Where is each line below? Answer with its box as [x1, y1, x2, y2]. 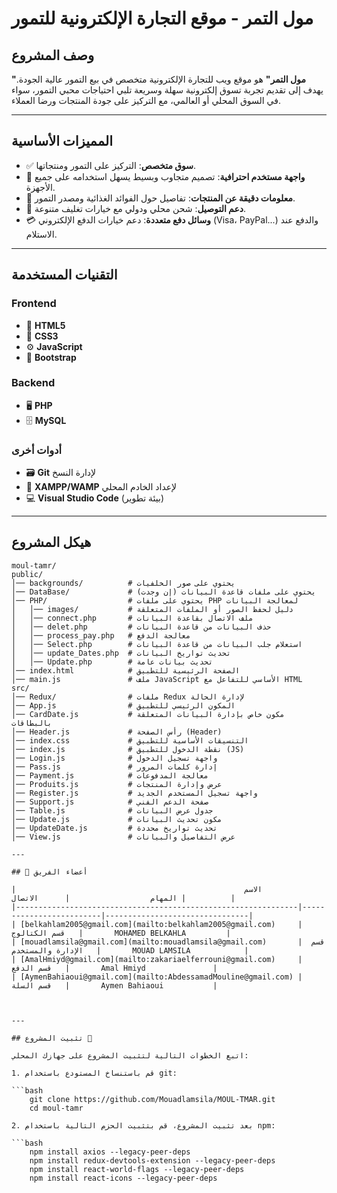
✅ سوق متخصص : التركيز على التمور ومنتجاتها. [25, 159, 197, 171]
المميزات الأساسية [11, 133, 114, 150]
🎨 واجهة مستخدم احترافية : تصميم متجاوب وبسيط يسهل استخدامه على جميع [25, 170, 306, 182]
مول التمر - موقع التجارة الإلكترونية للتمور [11, 7, 314, 30]
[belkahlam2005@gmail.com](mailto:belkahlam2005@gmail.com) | [20, 919, 303, 929]
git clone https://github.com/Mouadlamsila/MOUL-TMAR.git [29, 1094, 276, 1104]
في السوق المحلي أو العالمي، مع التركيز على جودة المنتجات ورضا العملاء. [11, 95, 281, 106]
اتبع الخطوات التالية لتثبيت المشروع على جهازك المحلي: [11, 1050, 249, 1061]
